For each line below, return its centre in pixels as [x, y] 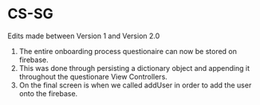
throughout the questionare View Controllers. [93, 76]
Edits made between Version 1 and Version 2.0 [84, 36]
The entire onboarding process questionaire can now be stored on [128, 51]
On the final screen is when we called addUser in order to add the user [135, 85]
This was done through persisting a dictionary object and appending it [134, 68]
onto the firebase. [48, 93]
